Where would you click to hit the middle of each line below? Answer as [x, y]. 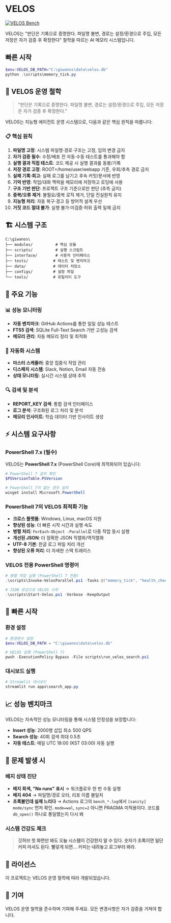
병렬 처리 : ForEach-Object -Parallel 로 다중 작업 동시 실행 [71, 531]
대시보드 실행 [20, 671]
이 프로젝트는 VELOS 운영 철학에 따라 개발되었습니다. [58, 878]
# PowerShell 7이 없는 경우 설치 [37, 488]
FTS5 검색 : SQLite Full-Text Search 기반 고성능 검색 [65, 330]
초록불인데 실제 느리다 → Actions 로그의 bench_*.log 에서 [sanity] [79, 801]
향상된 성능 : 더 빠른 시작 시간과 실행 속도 [52, 525]
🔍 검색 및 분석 [22, 390]
